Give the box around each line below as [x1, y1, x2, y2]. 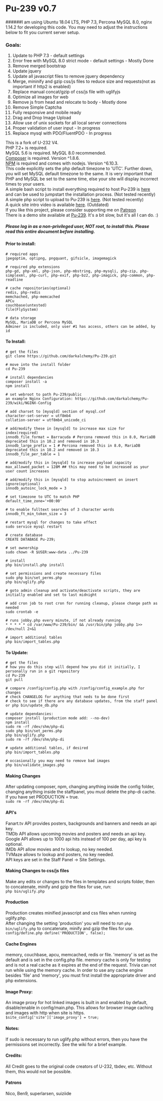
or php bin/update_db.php [5, 703, 58, 708]
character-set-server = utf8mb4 [5, 414, 71, 418]
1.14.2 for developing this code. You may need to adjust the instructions [5, 24, 147, 30]
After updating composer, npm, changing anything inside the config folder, [5, 784, 155, 790]
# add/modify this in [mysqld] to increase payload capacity [5, 460, 132, 465]
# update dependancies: [5, 712, 54, 717]
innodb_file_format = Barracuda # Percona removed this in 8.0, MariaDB [5, 435, 156, 440]
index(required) [5, 431, 38, 436]
